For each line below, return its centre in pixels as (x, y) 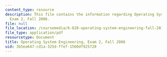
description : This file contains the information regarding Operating (80, 14)
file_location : (21, 28)
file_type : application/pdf (34, 33)
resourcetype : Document (30, 38)
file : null (16, 24)
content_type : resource (30, 10)
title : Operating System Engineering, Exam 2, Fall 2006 (65, 42)
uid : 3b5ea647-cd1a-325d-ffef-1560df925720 (51, 47)
